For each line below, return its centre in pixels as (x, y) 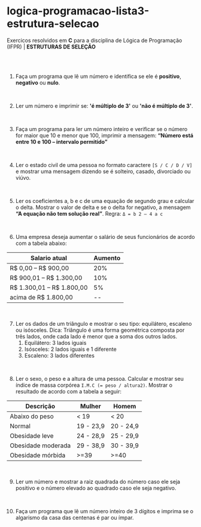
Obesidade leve (32, 435)
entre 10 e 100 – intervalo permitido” (61, 141)
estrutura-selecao (53, 24)
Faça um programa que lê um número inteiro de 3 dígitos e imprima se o (104, 511)
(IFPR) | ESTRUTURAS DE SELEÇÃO (51, 47)
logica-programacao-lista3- (78, 11)
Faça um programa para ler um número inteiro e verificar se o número (101, 129)
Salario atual (49, 258)
